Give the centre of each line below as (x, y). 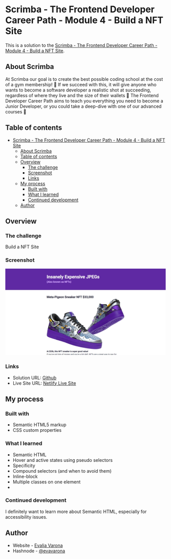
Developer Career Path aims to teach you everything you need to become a (84, 101)
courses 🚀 (16, 111)
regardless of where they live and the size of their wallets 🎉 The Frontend (82, 95)
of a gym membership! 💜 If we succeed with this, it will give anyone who (81, 84)
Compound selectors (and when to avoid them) (62, 471)
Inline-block (25, 476)
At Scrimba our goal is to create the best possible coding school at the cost (84, 79)
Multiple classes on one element (47, 482)
